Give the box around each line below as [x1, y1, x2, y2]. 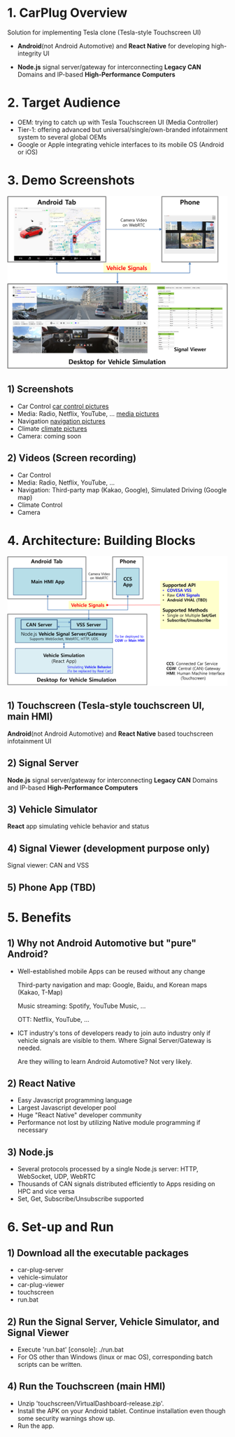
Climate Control [17, 500, 63, 509]
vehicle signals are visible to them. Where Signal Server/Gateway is [17, 1036, 212, 1044]
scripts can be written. [17, 1360, 83, 1368]
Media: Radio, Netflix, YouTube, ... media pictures [17, 409, 159, 418]
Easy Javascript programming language [17, 1096, 133, 1105]
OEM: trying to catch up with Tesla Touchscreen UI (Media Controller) [17, 118, 219, 126]
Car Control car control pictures [17, 402, 109, 410]
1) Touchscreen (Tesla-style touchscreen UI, [7, 700, 205, 712]
